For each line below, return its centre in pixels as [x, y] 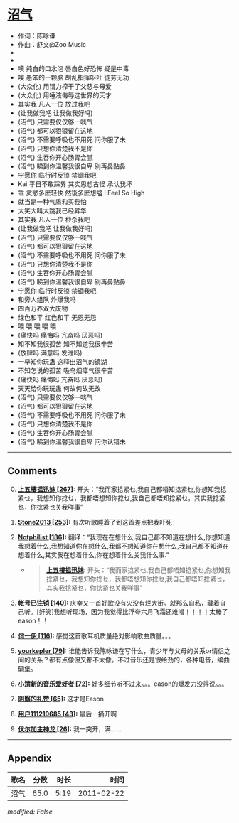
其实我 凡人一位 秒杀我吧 [54, 219]
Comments [32, 471]
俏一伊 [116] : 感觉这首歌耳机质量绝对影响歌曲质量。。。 [96, 635]
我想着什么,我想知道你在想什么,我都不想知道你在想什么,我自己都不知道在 [123, 546]
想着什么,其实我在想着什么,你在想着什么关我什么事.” [93, 554]
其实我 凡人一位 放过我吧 [54, 104]
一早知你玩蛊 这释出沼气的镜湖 [62, 361]
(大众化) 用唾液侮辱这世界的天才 [64, 95]
